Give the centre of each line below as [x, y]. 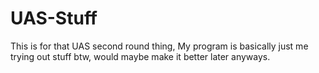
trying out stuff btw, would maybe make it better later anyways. [140, 56]
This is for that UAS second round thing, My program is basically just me [159, 46]
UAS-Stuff [54, 18]
